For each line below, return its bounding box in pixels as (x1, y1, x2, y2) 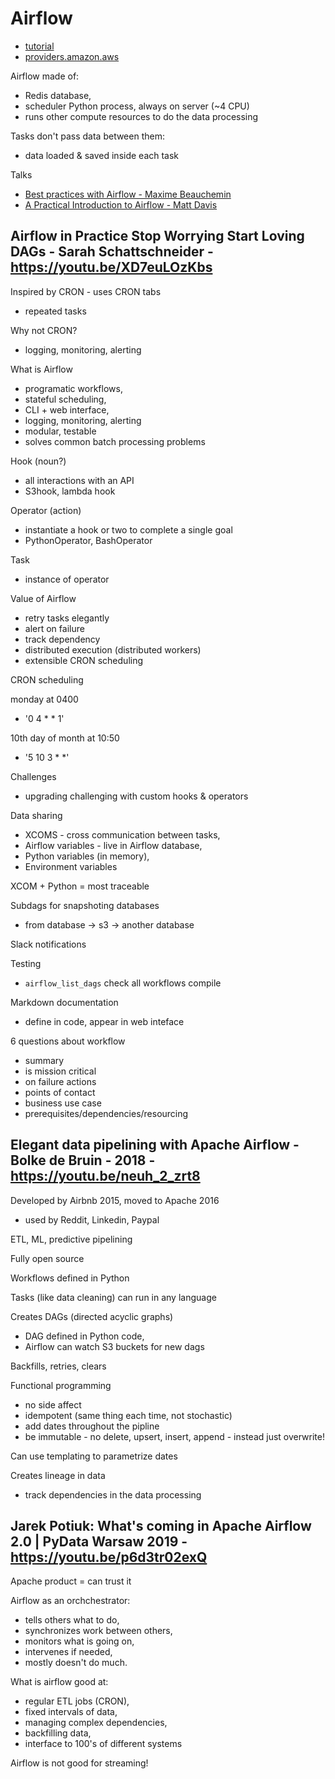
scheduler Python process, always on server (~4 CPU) (24, 100, 250, 112)
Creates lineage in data (10, 1469, 106, 1481)
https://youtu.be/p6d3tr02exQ (10, 1548, 208, 1566)
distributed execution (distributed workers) (24, 643, 202, 656)
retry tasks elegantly (24, 612, 110, 624)
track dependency (24, 633, 101, 645)
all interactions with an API (24, 474, 135, 486)
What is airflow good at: (10, 1676, 109, 1688)
